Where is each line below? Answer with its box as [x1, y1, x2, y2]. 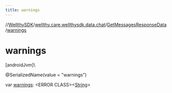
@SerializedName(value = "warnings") [5, 72, 87, 78]
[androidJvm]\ [5, 62, 36, 68]
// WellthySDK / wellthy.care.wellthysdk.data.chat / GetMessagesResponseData [5, 21, 167, 28]
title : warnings [5, 7, 40, 13]
